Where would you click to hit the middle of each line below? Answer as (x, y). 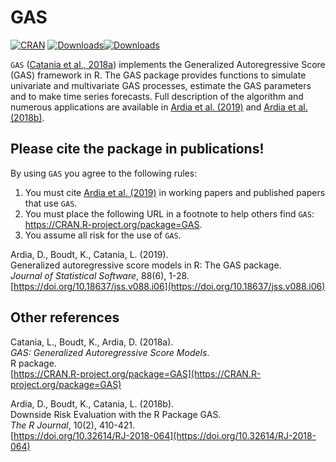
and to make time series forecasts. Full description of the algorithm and (157, 96)
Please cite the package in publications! (137, 149)
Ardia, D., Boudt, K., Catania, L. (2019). (89, 254)
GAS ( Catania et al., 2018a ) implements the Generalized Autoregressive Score (168, 64)
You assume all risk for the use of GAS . (103, 235)
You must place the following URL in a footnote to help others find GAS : (169, 213)
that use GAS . (51, 203)
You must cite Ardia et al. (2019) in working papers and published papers (175, 192)
